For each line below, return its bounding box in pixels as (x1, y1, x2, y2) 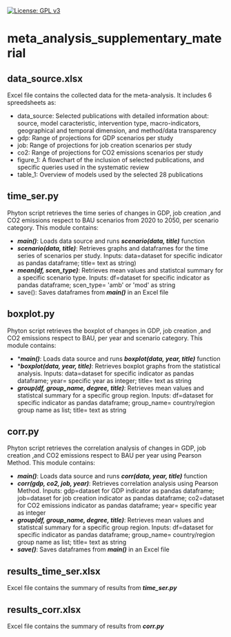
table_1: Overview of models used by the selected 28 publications (17, 170, 203, 179)
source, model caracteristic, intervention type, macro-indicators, (17, 119, 201, 127)
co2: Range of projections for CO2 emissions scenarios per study (17, 148, 203, 157)
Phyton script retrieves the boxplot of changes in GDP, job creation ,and (7, 326, 212, 335)
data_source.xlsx (7, 72, 83, 84)
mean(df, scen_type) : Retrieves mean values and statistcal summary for (17, 266, 223, 274)
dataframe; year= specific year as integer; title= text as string (17, 376, 192, 384)
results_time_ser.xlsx (7, 565, 101, 577)
